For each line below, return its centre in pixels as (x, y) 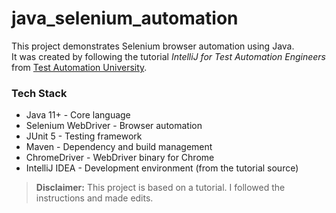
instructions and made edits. (94, 198)
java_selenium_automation (125, 18)
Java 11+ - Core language (78, 115)
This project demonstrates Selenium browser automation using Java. (153, 46)
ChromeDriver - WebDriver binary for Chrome (120, 158)
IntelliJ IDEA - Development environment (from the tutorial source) (162, 168)
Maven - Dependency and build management (119, 147)
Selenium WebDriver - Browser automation (114, 126)
